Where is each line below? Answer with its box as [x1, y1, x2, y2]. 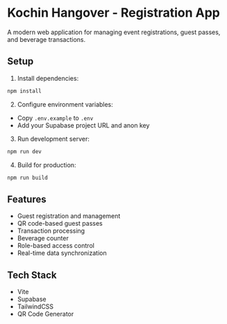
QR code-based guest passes [17, 219, 103, 228]
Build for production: [17, 160, 76, 169]
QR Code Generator [17, 310, 74, 318]
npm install [7, 87, 42, 95]
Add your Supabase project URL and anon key [17, 121, 150, 130]
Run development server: [17, 134, 90, 143]
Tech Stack [7, 269, 57, 281]
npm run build [7, 174, 49, 181]
